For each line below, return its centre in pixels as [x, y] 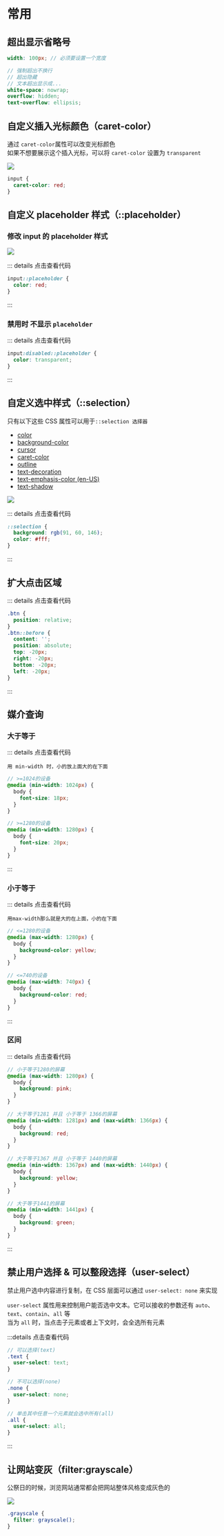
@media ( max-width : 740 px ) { [49, 982]
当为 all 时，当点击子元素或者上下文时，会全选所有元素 [86, 1322]
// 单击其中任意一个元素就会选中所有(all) [61, 1414]
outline [27, 464]
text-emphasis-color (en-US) [58, 479]
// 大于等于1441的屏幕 [36, 1203]
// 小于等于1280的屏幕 [36, 1069]
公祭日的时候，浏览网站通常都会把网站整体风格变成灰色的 [89, 1487]
